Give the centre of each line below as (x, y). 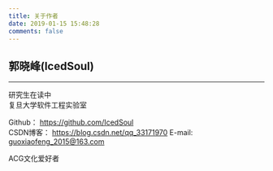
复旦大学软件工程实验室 (48, 105)
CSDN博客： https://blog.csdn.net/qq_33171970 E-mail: (101, 133)
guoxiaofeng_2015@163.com (56, 142)
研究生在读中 (30, 95)
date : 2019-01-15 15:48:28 (54, 24)
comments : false (36, 31)
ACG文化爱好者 (34, 159)
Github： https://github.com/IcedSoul (71, 122)
